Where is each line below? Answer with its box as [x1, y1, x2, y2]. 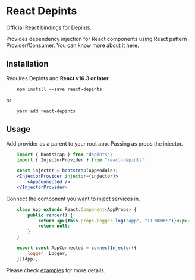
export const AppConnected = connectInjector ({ [17, 245, 137, 251]
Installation [6, 59, 49, 69]
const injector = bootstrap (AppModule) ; [17, 168, 118, 174]
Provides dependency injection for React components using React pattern [6, 35, 187, 42]
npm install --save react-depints [17, 86, 102, 92]
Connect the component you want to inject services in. [6, 195, 140, 202]
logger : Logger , [27, 250, 68, 256]
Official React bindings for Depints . [6, 24, 92, 31]
